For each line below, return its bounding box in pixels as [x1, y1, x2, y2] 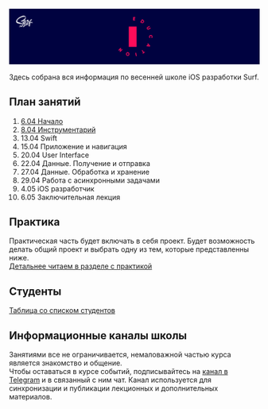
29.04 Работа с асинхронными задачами [20, 176, 160, 185]
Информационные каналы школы [9, 329, 188, 342]
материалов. [9, 392, 52, 401]
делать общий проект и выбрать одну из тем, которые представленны [9, 245, 250, 254]
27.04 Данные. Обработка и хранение [20, 167, 150, 176]
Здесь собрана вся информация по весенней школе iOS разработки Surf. [9, 72, 259, 82]
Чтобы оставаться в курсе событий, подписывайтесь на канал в [9, 366, 229, 376]
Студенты [9, 284, 62, 298]
